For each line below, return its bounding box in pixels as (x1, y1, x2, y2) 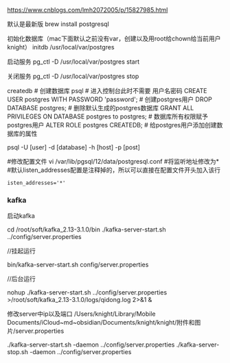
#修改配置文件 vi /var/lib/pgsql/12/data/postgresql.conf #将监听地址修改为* (7, 158, 220, 165)
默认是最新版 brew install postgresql (7, 20, 110, 28)
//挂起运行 (7, 247, 36, 255)
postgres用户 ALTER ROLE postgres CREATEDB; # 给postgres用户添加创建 (7, 121, 218, 129)
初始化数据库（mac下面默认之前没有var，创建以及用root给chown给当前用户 (7, 34, 221, 42)
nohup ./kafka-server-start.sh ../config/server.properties (7, 288, 168, 297)
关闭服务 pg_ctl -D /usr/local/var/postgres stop (7, 72, 139, 80)
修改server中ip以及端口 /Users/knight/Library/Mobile (7, 310, 156, 318)
